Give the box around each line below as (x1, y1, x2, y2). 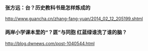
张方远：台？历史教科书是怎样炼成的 (5, 4, 91, 11)
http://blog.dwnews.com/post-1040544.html (5, 40, 95, 46)
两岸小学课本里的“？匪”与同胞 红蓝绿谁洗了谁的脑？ (5, 29, 127, 36)
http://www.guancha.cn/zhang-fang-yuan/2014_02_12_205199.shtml (5, 16, 143, 22)
